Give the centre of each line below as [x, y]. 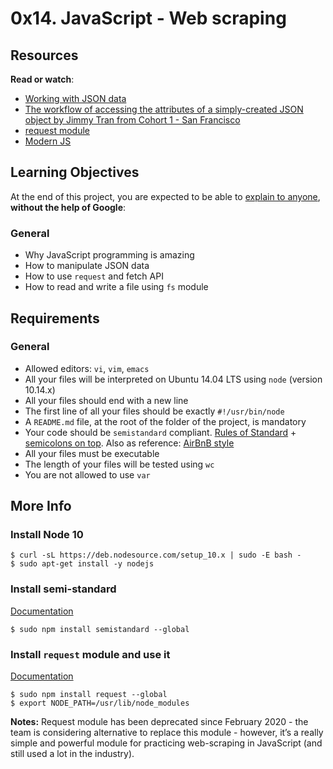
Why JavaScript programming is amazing [109, 255]
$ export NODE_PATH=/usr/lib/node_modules [100, 703]
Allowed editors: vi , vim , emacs [87, 368]
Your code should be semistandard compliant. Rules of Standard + [160, 432]
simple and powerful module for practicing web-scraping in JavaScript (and [166, 743]
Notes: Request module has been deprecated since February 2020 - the [159, 722]
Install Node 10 [47, 535]
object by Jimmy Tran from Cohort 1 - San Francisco [132, 120]
